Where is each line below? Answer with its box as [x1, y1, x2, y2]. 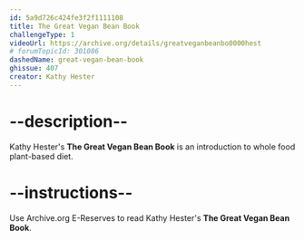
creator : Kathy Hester [9, 72, 95, 82]
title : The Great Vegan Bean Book [9, 22, 141, 31]
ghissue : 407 [9, 64, 59, 73]
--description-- [9, 110, 129, 131]
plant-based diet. [9, 150, 74, 161]
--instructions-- [9, 182, 133, 203]
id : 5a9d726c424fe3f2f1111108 [9, 13, 124, 23]
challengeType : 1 [9, 30, 75, 39]
